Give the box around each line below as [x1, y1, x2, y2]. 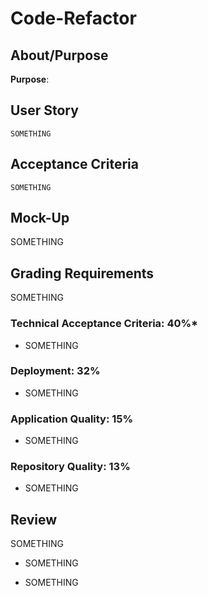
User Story [10, 102, 79, 119]
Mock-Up [10, 210, 70, 227]
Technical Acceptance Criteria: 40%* [10, 317, 199, 331]
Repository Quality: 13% [10, 460, 131, 474]
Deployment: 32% [10, 364, 101, 378]
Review [10, 511, 58, 528]
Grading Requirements [10, 265, 155, 282]
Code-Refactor [10, 7, 137, 30]
